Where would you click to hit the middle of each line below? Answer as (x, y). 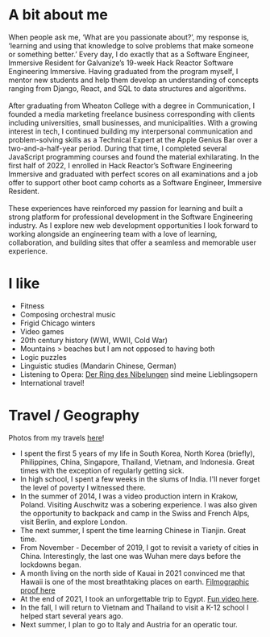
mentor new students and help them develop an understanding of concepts (134, 80)
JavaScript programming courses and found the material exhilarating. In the (134, 157)
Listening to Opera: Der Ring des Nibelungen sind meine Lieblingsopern (139, 374)
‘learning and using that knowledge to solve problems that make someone (131, 45)
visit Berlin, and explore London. (73, 522)
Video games (42, 331)
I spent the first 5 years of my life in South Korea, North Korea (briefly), (137, 453)
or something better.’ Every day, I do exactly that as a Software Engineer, (129, 54)
